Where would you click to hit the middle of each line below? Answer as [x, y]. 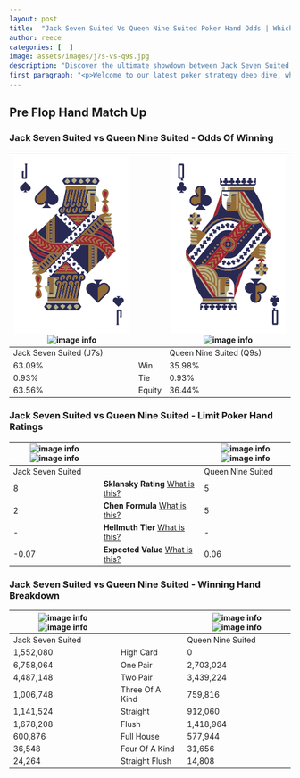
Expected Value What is [148, 550]
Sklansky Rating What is [149, 484]
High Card [139, 652]
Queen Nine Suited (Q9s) [215, 353]
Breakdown [34, 596]
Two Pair [137, 677]
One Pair [136, 665]
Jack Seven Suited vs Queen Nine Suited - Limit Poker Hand [142, 416]
